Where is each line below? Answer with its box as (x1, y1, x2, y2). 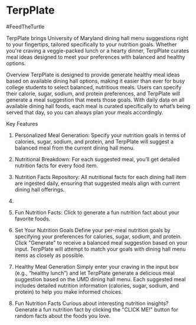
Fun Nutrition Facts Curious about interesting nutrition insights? (14, 300, 169, 307)
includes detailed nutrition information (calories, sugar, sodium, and (14, 282, 179, 289)
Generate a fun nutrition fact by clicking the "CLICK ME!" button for (14, 305, 178, 313)
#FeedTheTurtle (6, 23, 45, 30)
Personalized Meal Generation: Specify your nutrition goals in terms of (14, 131, 186, 139)
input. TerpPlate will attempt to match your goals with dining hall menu (14, 245, 186, 252)
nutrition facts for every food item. (14, 162, 99, 169)
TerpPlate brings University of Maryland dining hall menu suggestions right (6, 34, 189, 41)
